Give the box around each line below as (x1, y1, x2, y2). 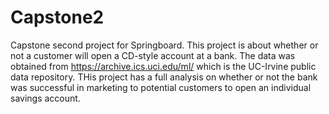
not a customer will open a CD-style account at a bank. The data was (10, 49, 296, 61)
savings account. (10, 92, 81, 104)
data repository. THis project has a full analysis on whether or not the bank (10, 71, 318, 83)
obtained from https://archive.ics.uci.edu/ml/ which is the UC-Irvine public (10, 60, 317, 72)
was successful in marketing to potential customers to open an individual (10, 81, 312, 93)
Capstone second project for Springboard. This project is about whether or (10, 39, 319, 51)
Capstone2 (10, 6, 105, 29)
